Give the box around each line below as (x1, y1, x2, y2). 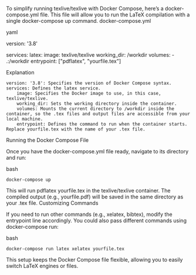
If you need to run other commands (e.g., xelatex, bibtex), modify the (6, 211, 173, 218)
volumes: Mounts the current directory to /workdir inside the (16, 106, 175, 112)
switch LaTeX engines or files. (6, 263, 79, 269)
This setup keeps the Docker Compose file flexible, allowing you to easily (6, 256, 183, 263)
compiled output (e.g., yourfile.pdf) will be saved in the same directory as (6, 193, 184, 200)
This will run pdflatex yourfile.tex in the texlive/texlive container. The (6, 187, 171, 194)
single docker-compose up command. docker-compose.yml (6, 18, 151, 24)
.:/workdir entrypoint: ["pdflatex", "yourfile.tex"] (6, 58, 121, 64)
